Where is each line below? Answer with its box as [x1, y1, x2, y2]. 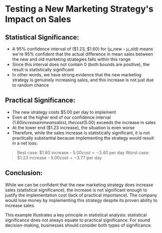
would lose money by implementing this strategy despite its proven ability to [5, 197, 158, 203]
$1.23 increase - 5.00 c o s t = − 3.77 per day [17, 155, 102, 161]
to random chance [12, 82, 49, 88]
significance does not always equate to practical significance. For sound [5, 217, 150, 223]
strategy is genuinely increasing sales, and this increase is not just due [12, 77, 154, 83]
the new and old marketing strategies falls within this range [12, 56, 131, 62]
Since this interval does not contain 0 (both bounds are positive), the [12, 62, 150, 67]
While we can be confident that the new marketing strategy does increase [5, 181, 153, 188]
